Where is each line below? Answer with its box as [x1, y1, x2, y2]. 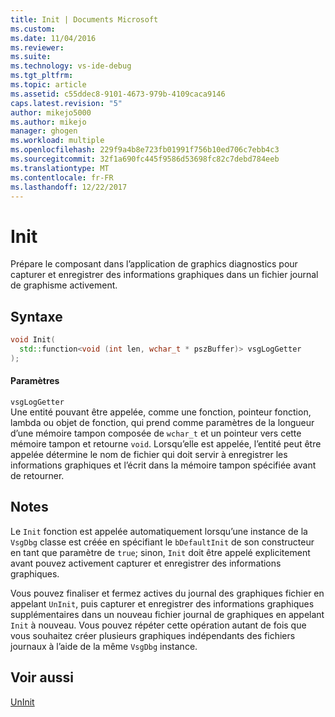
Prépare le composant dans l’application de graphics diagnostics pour [10, 258, 298, 270]
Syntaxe [10, 308, 63, 325]
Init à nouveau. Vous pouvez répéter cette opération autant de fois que [10, 619, 307, 631]
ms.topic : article [10, 80, 87, 90]
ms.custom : [10, 24, 56, 34]
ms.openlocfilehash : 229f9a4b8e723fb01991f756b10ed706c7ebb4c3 [10, 145, 280, 155]
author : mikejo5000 [10, 107, 92, 118]
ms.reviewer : [10, 42, 65, 53]
